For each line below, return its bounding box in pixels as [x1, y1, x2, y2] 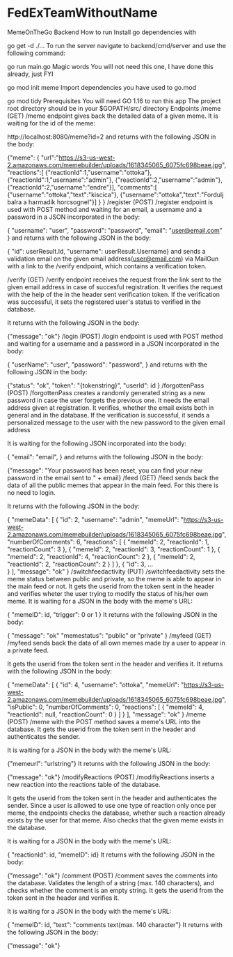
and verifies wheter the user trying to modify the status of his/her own [7, 589, 209, 597]
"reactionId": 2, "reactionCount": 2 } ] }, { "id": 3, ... [7, 560, 153, 568]
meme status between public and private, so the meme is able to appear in [7, 574, 221, 583]
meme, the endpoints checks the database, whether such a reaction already [7, 809, 226, 817]
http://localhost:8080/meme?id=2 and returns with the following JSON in [7, 132, 216, 141]
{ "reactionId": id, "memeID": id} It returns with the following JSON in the [7, 850, 216, 859]
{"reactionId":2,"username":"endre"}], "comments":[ [7, 183, 158, 191]
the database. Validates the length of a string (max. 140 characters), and [7, 878, 214, 887]
